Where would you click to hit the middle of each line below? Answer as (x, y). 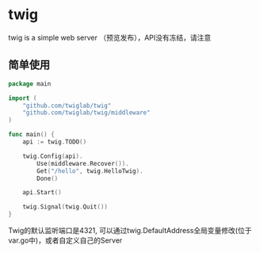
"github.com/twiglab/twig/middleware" (86, 113)
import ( (23, 98)
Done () (48, 178)
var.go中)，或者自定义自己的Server (65, 240)
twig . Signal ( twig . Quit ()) (65, 207)
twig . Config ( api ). (53, 156)
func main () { (32, 135)
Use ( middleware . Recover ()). (83, 163)
